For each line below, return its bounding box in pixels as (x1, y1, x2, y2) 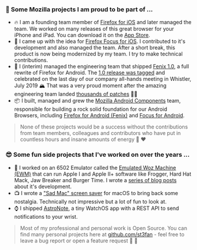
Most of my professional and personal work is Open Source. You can (19, 224, 188, 232)
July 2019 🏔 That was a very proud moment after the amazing (14, 82, 167, 89)
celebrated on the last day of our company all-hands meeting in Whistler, (14, 75, 192, 83)
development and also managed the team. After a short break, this (14, 44, 175, 51)
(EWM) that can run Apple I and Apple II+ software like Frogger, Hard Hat (14, 170, 192, 177)
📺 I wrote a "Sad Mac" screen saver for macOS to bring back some (14, 189, 178, 196)
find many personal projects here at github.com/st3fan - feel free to (19, 231, 185, 238)
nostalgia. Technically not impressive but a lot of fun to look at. (14, 198, 167, 205)
